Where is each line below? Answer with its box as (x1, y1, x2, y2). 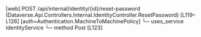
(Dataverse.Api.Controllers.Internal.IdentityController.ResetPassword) (5, 11, 179, 18)
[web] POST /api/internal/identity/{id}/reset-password (5, 5, 141, 12)
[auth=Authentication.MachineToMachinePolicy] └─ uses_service (20, 18, 184, 24)
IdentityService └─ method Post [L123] (5, 24, 103, 31)
